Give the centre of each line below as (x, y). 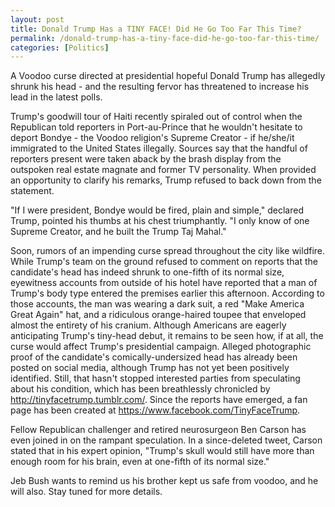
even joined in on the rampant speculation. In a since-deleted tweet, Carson (166, 440)
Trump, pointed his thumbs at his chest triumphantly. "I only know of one (160, 221)
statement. (32, 191)
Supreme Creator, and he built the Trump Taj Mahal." (118, 232)
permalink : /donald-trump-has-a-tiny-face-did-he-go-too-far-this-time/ (165, 38)
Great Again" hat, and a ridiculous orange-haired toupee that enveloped (158, 315)
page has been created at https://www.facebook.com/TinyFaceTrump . (155, 410)
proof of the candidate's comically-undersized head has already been (154, 357)
